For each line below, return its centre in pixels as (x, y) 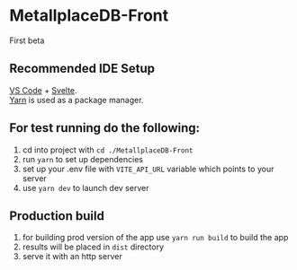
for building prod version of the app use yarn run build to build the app (155, 238)
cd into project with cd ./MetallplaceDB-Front (108, 150)
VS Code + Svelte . (44, 90)
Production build (57, 216)
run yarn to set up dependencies (83, 159)
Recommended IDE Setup (82, 69)
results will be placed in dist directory (93, 247)
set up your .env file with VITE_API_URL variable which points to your (148, 169)
